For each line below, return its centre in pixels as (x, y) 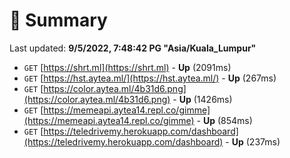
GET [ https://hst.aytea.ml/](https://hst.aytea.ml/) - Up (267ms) (150, 78)
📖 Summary (58, 20)
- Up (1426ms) (202, 99)
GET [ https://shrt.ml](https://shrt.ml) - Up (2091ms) (127, 67)
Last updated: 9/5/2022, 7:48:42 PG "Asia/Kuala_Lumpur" (133, 48)
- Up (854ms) (224, 120)
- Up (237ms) (253, 141)
